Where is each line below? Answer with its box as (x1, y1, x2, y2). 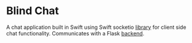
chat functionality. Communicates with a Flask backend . (6, 29, 145, 37)
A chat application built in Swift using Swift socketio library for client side (6, 24, 187, 31)
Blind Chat (6, 4, 59, 18)
